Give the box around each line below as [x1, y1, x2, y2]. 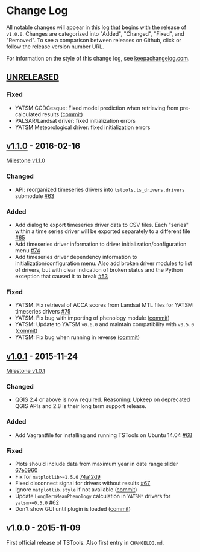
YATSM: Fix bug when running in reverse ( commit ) [14, 333, 140, 341]
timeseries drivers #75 [14, 308, 71, 315]
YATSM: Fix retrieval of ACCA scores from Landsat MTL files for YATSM [14, 301, 193, 309]
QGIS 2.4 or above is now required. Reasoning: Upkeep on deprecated [14, 396, 190, 403]
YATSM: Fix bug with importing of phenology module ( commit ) [14, 314, 170, 321]
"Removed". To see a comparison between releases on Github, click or [6, 36, 182, 44]
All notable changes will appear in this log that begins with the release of [6, 24, 187, 31]
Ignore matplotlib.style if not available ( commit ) [14, 486, 137, 493]
